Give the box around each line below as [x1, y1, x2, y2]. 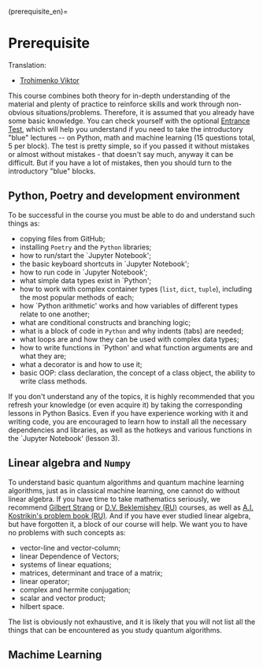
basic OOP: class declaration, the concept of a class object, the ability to [19, 368, 256, 377]
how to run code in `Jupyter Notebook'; [19, 267, 148, 277]
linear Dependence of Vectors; [19, 551, 120, 561]
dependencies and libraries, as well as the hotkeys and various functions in [8, 425, 252, 435]
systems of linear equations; [19, 559, 112, 569]
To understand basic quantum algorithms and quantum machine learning [8, 477, 244, 487]
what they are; [19, 351, 67, 361]
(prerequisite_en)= [8, 7, 69, 16]
